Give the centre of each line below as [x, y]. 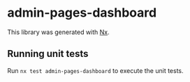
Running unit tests [48, 54]
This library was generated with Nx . [58, 32]
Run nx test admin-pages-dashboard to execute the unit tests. [95, 70]
